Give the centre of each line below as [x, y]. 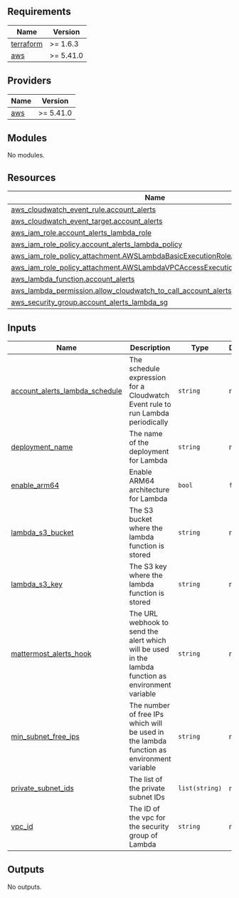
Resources [32, 177]
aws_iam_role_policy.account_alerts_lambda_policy [97, 244]
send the [144, 631]
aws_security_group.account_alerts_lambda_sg [90, 302]
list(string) [200, 788]
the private [147, 788]
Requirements [39, 12]
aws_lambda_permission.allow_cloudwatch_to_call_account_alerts [121, 291]
